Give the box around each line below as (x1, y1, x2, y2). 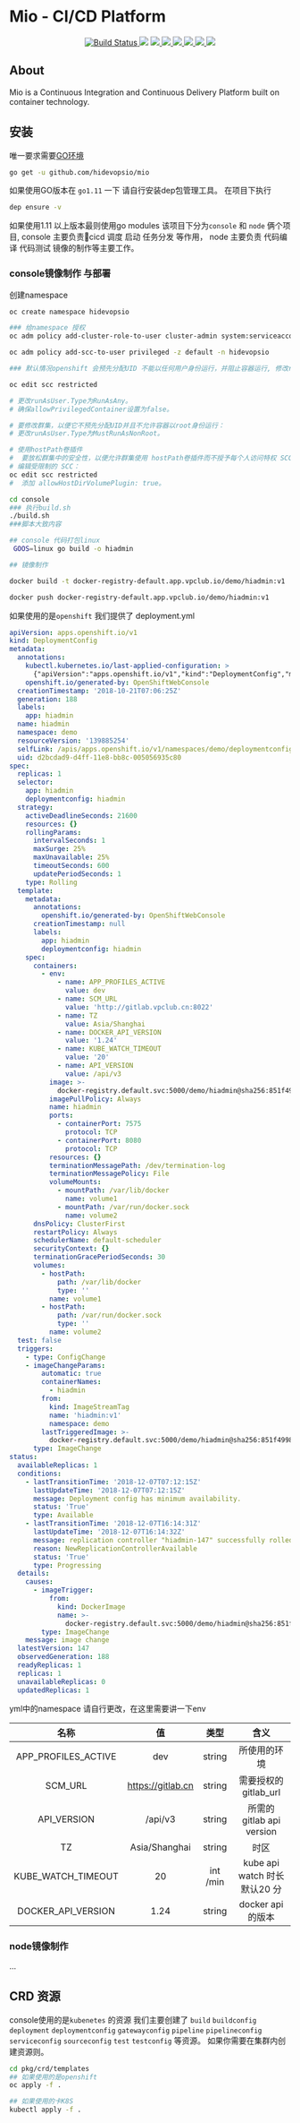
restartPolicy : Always (32, 1227, 118, 1237)
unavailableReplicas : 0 (17, 1677, 105, 1686)
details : (17, 1569, 50, 1578)
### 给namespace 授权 (9, 323, 86, 332)
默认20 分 (240, 1883, 282, 1895)
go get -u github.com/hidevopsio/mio (9, 168, 150, 176)
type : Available (32, 1511, 94, 1520)
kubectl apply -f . (9, 2105, 82, 2115)
